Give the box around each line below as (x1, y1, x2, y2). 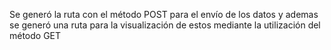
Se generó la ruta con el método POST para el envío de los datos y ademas (9, 9, 319, 20)
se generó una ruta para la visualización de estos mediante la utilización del (9, 19, 321, 31)
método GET (9, 30, 62, 41)
